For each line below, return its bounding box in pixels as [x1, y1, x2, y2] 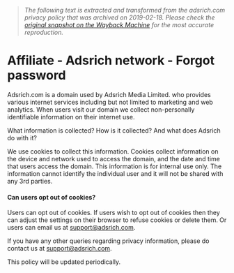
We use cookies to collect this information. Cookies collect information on [7, 147, 219, 156]
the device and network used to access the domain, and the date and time [7, 154, 221, 163]
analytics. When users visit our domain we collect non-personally [7, 105, 195, 114]
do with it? [7, 133, 37, 142]
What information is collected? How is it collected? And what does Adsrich [7, 126, 221, 135]
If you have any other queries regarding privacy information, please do [7, 237, 210, 245]
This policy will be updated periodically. [7, 258, 120, 266]
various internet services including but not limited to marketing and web [7, 98, 214, 106]
